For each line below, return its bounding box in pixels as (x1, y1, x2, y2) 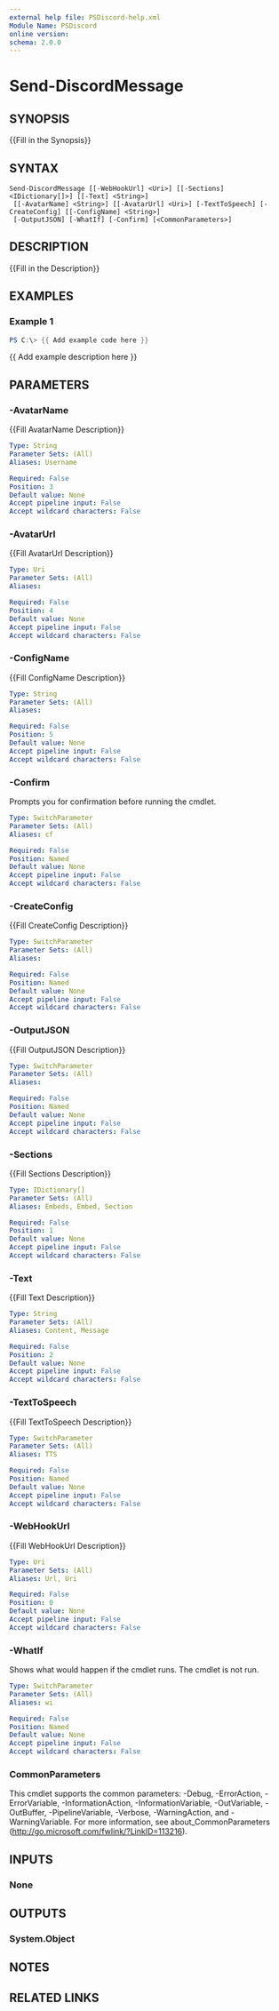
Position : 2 (9, 1350, 53, 1360)
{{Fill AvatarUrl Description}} (9, 548, 114, 559)
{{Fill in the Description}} (9, 263, 100, 274)
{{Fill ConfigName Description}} (9, 672, 126, 682)
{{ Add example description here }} (9, 352, 138, 363)
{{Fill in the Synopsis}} (9, 135, 92, 146)
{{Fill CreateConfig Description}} (9, 921, 129, 931)
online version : (9, 29, 69, 38)
